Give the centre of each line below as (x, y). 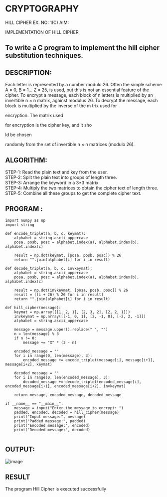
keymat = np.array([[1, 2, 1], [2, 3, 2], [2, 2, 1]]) (72, 312)
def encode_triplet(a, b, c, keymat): (45, 233)
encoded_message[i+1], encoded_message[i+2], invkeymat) (66, 386)
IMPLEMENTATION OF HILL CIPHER (42, 32)
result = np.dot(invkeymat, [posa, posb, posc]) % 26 (71, 290)
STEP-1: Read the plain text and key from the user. (57, 172)
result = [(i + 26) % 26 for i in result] (59, 295)
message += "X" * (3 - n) (50, 342)
